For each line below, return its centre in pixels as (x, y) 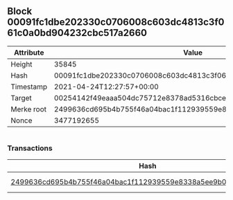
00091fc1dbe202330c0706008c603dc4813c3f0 (116, 22)
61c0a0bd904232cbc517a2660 (77, 33)
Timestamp (29, 87)
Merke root (29, 109)
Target (21, 98)
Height (21, 64)
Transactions (30, 148)
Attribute (29, 53)
